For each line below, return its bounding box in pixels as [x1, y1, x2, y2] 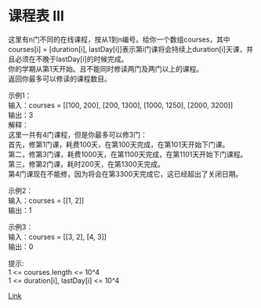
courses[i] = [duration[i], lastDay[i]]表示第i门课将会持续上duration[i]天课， [8, 44, 247, 53]
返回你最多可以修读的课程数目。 [8, 74, 111, 83]
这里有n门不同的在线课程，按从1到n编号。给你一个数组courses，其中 [8, 35, 231, 44]
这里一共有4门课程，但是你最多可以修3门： [8, 130, 147, 139]
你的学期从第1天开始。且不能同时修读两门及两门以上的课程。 [8, 64, 204, 73]
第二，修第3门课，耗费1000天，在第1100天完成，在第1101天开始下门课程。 [8, 149, 248, 159]
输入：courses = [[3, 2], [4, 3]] [8, 232, 107, 241]
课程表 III [8, 7, 65, 25]
